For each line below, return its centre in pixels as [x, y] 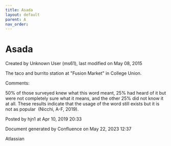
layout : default [22, 15]
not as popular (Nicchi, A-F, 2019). [42, 109]
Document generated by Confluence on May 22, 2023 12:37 [68, 129]
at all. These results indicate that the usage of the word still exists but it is [82, 104]
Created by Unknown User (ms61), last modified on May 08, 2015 [74, 64]
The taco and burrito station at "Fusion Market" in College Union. [74, 73]
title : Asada [19, 10]
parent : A [16, 19]
